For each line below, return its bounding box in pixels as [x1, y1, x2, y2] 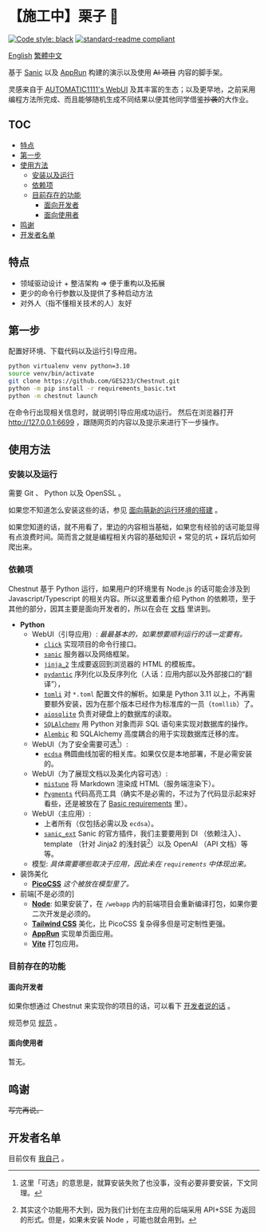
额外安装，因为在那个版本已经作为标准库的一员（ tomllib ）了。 [50, 699, 258, 708]
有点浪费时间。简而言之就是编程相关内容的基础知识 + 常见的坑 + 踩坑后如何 [8, 532, 257, 542]
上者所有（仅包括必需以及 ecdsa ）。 [43, 819, 159, 829]
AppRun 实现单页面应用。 [31, 929, 118, 939]
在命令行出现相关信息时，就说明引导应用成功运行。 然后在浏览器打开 [8, 407, 234, 417]
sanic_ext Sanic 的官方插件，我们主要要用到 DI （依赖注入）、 [43, 829, 246, 838]
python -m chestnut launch [8, 392, 98, 400]
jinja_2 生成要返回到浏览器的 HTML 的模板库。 [43, 659, 200, 668]
